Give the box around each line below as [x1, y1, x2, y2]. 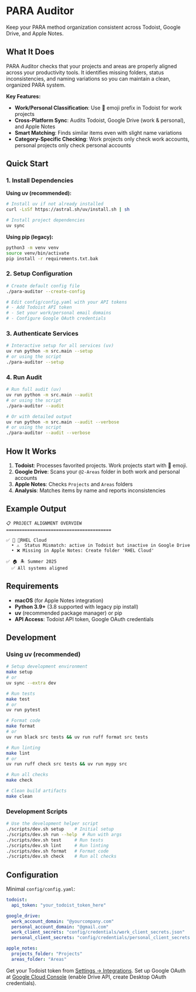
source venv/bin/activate [6, 250, 69, 256]
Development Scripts [6, 807, 67, 815]
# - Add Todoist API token [6, 304, 72, 310]
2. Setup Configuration [6, 270, 73, 278]
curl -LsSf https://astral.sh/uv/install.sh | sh [6, 207, 130, 213]
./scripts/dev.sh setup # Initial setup [6, 826, 114, 832]
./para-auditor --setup [6, 359, 65, 366]
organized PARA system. [6, 81, 66, 88]
